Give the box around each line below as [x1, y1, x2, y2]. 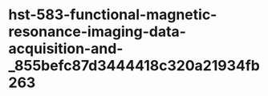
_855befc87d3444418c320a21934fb [8, 57, 261, 75]
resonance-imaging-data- [8, 22, 187, 41]
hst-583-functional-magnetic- [8, 6, 217, 24]
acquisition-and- [8, 40, 124, 58]
